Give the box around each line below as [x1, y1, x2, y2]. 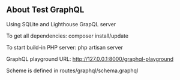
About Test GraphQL [6, 5, 85, 15]
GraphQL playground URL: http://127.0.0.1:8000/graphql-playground [6, 55, 174, 62]
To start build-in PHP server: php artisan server [6, 44, 123, 51]
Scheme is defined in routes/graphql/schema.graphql [6, 67, 139, 74]
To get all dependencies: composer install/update [6, 32, 129, 39]
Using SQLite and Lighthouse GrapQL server [6, 20, 116, 27]
